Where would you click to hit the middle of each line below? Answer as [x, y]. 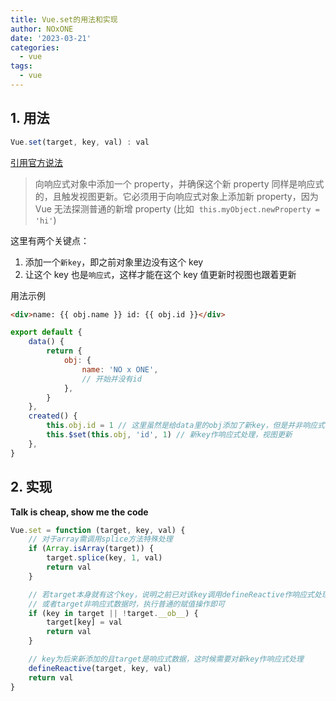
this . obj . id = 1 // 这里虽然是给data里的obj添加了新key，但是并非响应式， [189, 426]
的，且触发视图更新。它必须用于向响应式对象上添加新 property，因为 [176, 196]
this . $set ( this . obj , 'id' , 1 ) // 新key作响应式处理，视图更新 [169, 435]
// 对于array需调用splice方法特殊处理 [100, 539]
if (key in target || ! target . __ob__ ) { [113, 613]
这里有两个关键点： [50, 240]
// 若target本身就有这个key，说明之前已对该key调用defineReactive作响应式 [171, 594]
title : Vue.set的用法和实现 [64, 19]
